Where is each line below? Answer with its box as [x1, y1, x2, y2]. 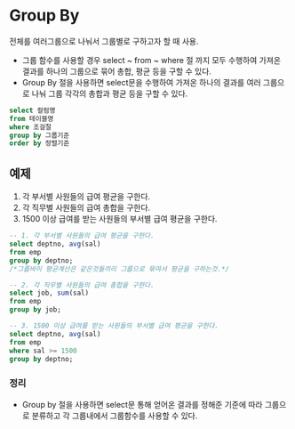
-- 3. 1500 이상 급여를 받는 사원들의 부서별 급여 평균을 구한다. [9, 321, 219, 330]
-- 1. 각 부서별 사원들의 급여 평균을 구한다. [9, 231, 155, 240]
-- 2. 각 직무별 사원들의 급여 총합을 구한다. [9, 280, 155, 289]
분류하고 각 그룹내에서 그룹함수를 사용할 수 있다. [31, 410, 198, 421]
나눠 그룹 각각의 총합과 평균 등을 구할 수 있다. [31, 88, 188, 99]
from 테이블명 [9, 114, 54, 123]
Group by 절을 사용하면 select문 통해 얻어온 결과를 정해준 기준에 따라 [21, 399, 263, 409]
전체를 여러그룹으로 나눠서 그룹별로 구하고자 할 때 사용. [9, 36, 199, 46]
